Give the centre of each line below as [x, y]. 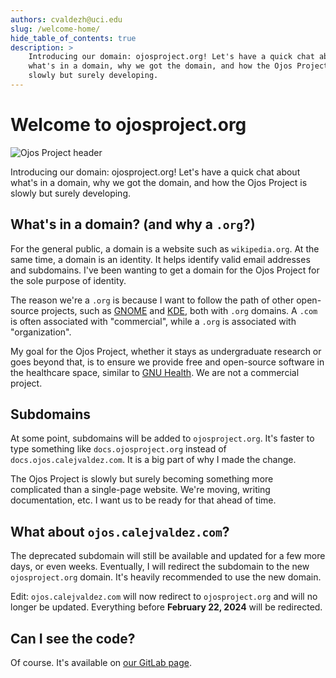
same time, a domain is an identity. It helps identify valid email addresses [160, 259]
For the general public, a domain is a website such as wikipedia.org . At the [165, 248]
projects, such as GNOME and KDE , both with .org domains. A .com [179, 310]
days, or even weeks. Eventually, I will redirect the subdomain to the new [160, 567]
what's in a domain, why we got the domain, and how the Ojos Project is [159, 182]
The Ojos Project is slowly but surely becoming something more [142, 479]
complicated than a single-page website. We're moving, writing [140, 490]
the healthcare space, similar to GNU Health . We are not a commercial [155, 372]
